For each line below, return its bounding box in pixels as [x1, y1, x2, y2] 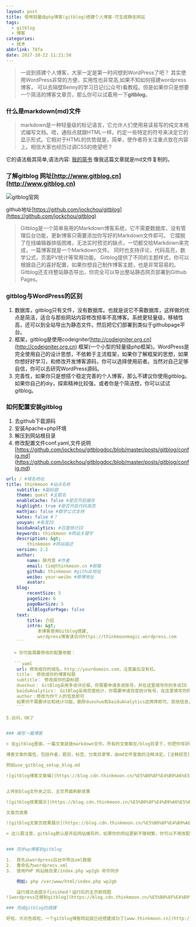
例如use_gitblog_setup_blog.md [6, 762, 80, 768]
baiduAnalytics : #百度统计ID [16, 525, 84, 531]
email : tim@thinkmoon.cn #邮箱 [27, 563, 101, 569]
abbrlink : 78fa [6, 47, 43, 53]
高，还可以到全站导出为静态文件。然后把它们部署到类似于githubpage [14, 321, 180, 328]
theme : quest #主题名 [16, 492, 66, 498]
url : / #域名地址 [6, 476, 45, 482]
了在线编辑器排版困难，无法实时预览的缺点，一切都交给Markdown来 [20, 240, 184, 247]
